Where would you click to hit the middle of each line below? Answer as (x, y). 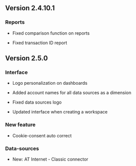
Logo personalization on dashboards (50, 83)
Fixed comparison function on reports (51, 33)
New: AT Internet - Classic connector (50, 159)
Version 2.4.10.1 (30, 8)
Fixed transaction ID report (40, 43)
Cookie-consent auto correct (42, 135)
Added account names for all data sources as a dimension (72, 93)
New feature (20, 125)
